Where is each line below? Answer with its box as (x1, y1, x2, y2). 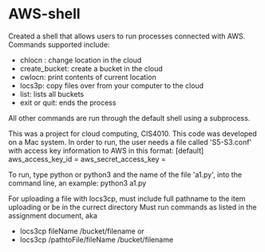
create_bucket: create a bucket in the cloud (19, 63, 164, 73)
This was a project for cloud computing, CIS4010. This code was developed (8, 129, 257, 138)
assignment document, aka (8, 210, 98, 220)
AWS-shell (8, 5, 81, 23)
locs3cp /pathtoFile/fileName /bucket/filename (19, 234, 174, 244)
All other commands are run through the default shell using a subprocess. (8, 113, 251, 122)
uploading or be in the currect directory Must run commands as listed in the (8, 202, 257, 212)
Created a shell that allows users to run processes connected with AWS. (8, 31, 246, 41)
